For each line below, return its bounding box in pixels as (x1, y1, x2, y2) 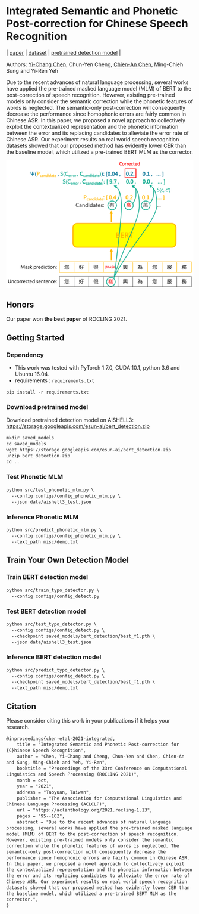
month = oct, (17, 777, 49, 783)
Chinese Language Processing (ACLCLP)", (6, 801, 108, 807)
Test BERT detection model (6, 607, 86, 615)
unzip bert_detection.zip (6, 453, 70, 459)
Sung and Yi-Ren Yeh (6, 67, 58, 74)
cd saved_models (6, 441, 46, 447)
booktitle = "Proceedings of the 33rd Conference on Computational (17, 765, 187, 772)
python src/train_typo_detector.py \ (6, 587, 100, 593)
